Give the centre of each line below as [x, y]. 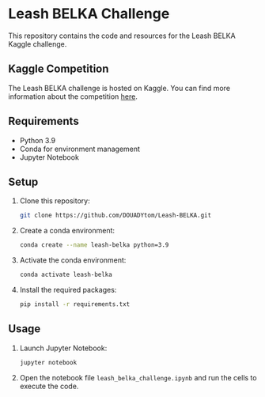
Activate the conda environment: [73, 260]
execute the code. [49, 386]
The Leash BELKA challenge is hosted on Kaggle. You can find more [119, 88]
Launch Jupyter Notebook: [63, 348]
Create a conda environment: [67, 231]
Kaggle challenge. [38, 43]
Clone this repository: [55, 201]
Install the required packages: [68, 290]
